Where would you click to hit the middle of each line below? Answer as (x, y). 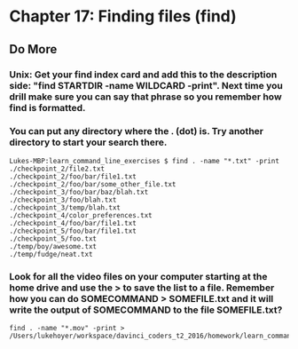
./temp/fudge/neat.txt (51, 254)
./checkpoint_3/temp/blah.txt (65, 207)
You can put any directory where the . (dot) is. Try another (137, 131)
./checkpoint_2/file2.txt (57, 169)
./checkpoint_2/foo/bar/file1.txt (73, 176)
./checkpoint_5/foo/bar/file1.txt (73, 231)
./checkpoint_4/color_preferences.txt (81, 215)
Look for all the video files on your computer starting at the (138, 276)
